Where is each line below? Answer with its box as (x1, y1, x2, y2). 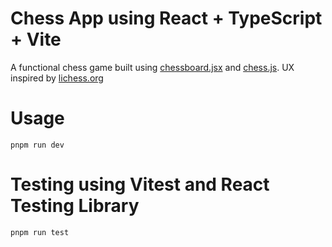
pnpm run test (10, 227, 70, 237)
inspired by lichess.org (10, 72, 104, 84)
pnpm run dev (10, 140, 65, 150)
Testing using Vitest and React (10, 173, 270, 196)
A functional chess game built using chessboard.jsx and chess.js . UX (10, 61, 295, 73)
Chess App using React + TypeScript (10, 7, 323, 30)
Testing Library (10, 195, 140, 217)
